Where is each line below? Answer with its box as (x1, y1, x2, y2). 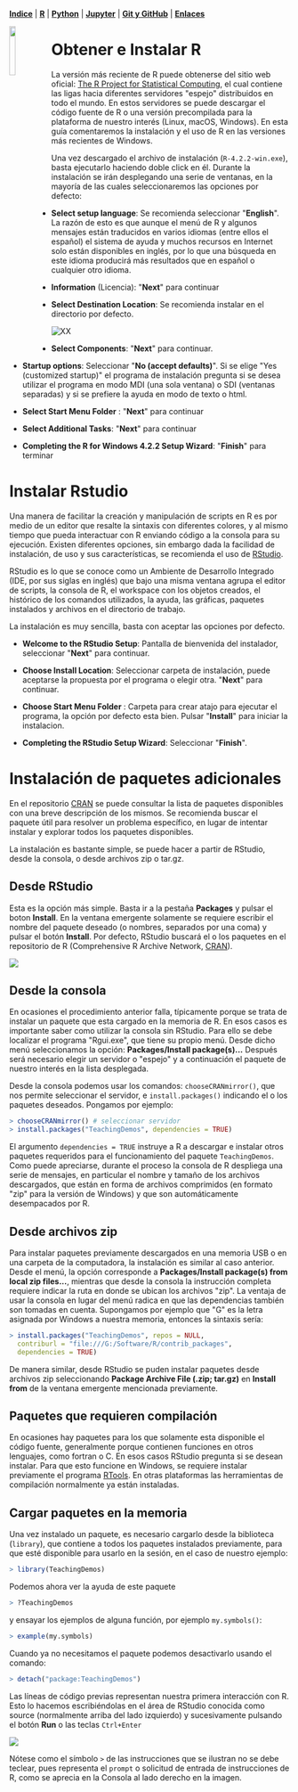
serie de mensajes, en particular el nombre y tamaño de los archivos (9, 1170, 261, 1181)
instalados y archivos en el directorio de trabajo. (9, 603, 186, 614)
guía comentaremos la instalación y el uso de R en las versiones (51, 126, 286, 136)
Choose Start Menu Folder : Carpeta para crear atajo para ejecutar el (21, 700, 278, 712)
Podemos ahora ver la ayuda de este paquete (9, 1582, 176, 1592)
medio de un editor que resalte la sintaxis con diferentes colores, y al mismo (9, 520, 289, 530)
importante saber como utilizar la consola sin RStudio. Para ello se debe (9, 1026, 273, 1036)
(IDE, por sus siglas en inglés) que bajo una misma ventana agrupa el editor (9, 575, 286, 585)
